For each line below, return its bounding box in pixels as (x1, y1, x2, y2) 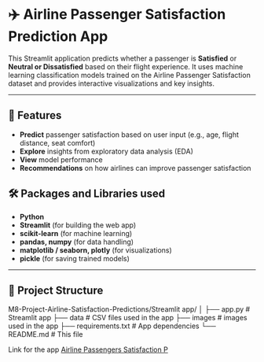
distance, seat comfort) (19, 138, 96, 147)
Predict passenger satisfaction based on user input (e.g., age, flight (19, 130, 240, 139)
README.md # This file (8, 330, 84, 339)
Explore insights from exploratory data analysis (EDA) (19, 146, 194, 156)
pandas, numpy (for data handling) (19, 237, 134, 246)
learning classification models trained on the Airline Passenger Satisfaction (8, 70, 251, 79)
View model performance (19, 154, 104, 164)
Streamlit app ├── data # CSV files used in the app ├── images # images (8, 313, 247, 323)
